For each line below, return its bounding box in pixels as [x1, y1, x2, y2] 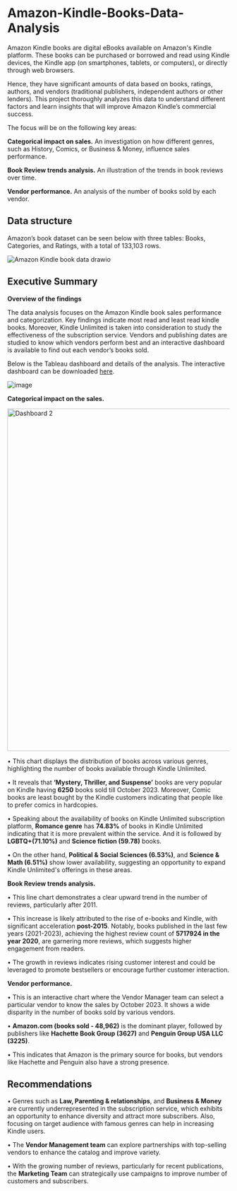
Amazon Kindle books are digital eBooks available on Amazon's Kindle [7, 43, 212, 52]
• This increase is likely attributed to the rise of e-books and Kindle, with [7, 914, 218, 922]
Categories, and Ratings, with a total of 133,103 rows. [7, 241, 161, 250]
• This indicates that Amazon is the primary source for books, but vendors [7, 1050, 224, 1059]
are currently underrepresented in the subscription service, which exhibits [7, 1105, 223, 1113]
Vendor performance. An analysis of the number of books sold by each [7, 187, 217, 195]
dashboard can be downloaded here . [7, 366, 115, 376]
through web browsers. [7, 66, 75, 74]
